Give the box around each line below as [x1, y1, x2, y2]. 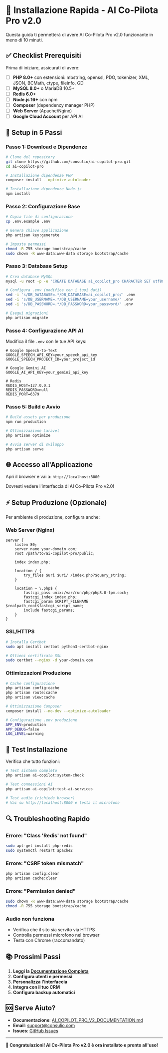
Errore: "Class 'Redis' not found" [5, 832, 87, 839]
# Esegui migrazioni [5, 311, 49, 316]
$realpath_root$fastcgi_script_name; [5, 604, 84, 609]
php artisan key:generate [5, 232, 59, 238]
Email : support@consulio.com [12, 1022, 75, 1028]
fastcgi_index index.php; [23, 595, 78, 600]
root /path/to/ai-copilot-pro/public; [14, 551, 95, 556]
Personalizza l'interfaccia [12, 979, 68, 985]
